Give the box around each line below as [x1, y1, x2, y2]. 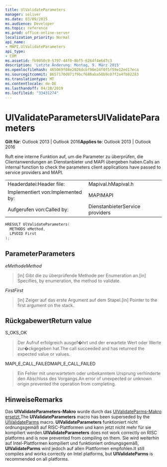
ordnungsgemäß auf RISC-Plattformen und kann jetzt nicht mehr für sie [5, 424, 152, 430]
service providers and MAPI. [5, 169, 64, 175]
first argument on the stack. [17, 302, 75, 308]
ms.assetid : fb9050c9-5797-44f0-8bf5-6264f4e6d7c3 [5, 58, 112, 63]
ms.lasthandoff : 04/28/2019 [5, 85, 64, 91]
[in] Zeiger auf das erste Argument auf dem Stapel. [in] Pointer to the [17, 297, 158, 303]
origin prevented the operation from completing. [17, 381, 116, 387]
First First [5, 287, 23, 293]
